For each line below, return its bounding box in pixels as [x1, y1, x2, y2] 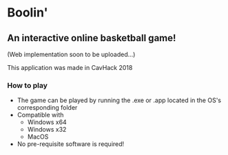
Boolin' [7, 5, 48, 21]
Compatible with [17, 111, 64, 119]
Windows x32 [27, 126, 67, 134]
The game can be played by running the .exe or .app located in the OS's [17, 96, 222, 104]
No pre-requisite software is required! [17, 140, 125, 148]
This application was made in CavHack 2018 [7, 64, 133, 71]
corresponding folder [17, 104, 78, 112]
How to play [7, 80, 48, 90]
